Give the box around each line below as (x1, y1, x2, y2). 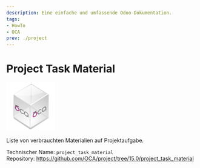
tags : (6, 16, 20, 22)
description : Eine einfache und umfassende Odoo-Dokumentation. (6, 10, 172, 16)
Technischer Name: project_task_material (6, 149, 114, 156)
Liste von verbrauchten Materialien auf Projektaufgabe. (6, 137, 144, 144)
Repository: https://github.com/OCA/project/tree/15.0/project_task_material (6, 155, 194, 163)
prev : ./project (6, 35, 47, 42)
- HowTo (6, 22, 26, 28)
